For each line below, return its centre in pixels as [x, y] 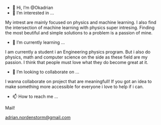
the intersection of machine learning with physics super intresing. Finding [80, 28]
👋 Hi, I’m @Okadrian [33, 8]
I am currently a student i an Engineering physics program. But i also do [78, 52]
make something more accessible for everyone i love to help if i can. [75, 87]
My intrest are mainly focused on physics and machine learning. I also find [81, 22]
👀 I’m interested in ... [33, 13]
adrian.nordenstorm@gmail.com [38, 117]
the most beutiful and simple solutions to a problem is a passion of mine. [79, 33]
